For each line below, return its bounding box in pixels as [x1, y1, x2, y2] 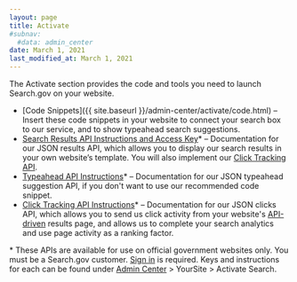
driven [21, 218, 46, 229]
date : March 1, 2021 [9, 46, 86, 55]
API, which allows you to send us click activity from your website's [21, 209, 267, 219]
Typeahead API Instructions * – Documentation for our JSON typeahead [21, 171, 284, 182]
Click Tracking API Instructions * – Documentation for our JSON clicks [21, 200, 277, 209]
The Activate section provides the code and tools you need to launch [9, 79, 262, 89]
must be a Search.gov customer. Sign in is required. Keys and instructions [9, 255, 280, 264]
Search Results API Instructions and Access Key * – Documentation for [21, 134, 279, 144]
